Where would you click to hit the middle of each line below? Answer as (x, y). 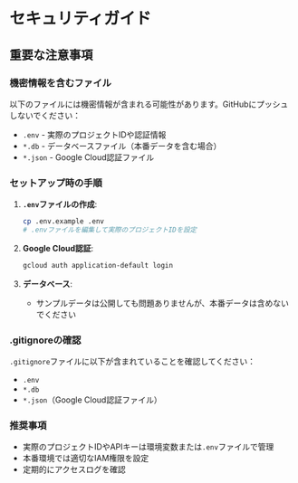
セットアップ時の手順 (56, 183)
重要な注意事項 (51, 55)
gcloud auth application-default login (98, 265)
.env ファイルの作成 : (60, 204)
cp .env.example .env (63, 222)
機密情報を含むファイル (60, 82)
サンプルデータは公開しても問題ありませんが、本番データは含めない (163, 303)
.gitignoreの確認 (45, 340)
